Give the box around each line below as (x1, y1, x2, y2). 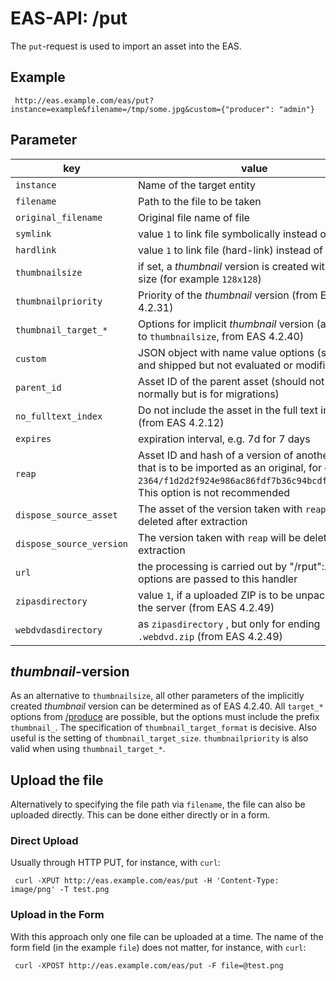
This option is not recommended (138, 485, 291, 499)
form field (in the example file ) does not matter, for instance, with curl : (10, 941, 307, 953)
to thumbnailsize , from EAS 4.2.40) (138, 329, 305, 343)
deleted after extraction (138, 514, 248, 528)
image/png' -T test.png (10, 885, 110, 895)
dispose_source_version (15, 538, 129, 549)
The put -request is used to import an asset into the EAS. (10, 40, 242, 52)
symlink (15, 228, 52, 239)
